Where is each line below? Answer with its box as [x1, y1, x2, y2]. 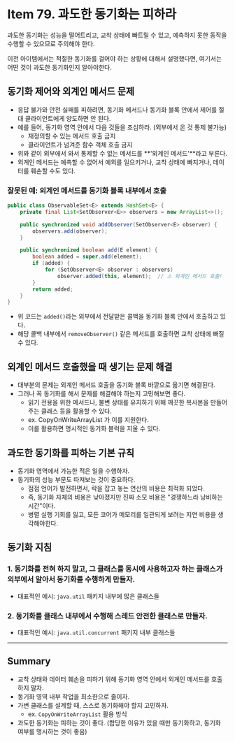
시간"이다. [27, 501, 56, 510]
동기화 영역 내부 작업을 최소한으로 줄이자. [17, 692, 130, 701]
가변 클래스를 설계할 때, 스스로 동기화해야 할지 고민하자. [17, 701, 169, 709]
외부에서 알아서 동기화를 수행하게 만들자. [7, 574, 135, 584]
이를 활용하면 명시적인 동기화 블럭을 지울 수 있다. [27, 424, 161, 433]
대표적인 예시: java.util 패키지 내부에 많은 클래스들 [17, 592, 159, 600]
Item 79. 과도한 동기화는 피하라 [7, 6, 177, 22]
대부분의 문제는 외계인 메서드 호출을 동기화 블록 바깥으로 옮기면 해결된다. [17, 381, 215, 389]
